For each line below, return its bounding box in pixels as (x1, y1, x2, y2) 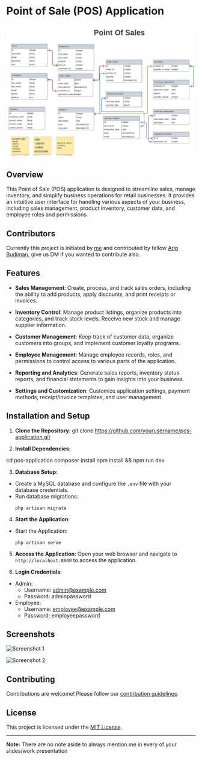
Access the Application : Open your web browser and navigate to (14, 550, 177, 557)
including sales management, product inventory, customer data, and (6, 204, 176, 212)
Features (6, 268, 40, 278)
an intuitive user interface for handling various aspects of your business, (6, 198, 186, 206)
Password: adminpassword (23, 592, 91, 599)
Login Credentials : (14, 568, 62, 575)
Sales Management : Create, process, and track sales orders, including (14, 284, 191, 291)
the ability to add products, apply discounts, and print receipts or (14, 290, 176, 298)
